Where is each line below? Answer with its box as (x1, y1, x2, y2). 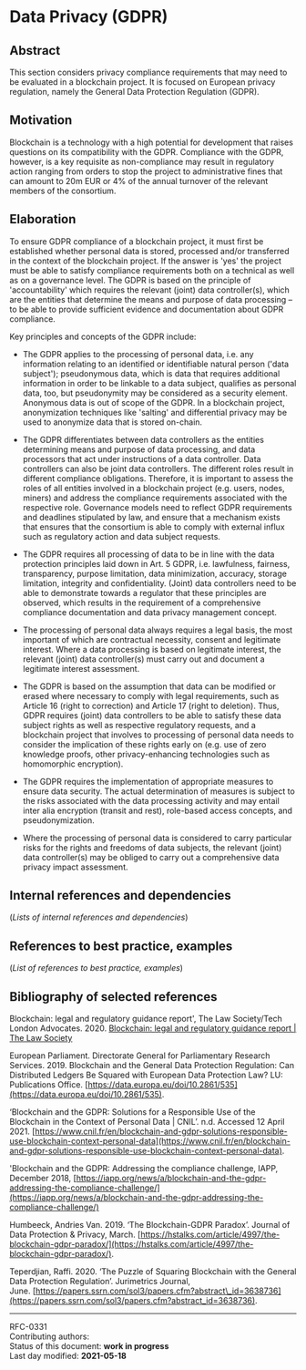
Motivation (9, 112, 73, 129)
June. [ (9, 1285, 36, 1296)
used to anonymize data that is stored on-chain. (22, 417, 203, 427)
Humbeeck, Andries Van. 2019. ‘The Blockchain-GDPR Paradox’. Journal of (9, 1220, 291, 1231)
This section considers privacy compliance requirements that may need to (9, 67, 288, 77)
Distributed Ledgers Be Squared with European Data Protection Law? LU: (9, 1069, 284, 1081)
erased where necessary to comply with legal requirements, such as (22, 690, 280, 701)
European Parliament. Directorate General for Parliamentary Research (9, 1050, 270, 1061)
